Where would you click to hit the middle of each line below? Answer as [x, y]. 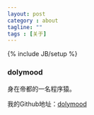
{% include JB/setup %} [42, 54]
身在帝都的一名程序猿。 [41, 89]
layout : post [27, 14]
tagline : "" [25, 27]
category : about [33, 21]
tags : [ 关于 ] [27, 34]
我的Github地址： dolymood [47, 104]
